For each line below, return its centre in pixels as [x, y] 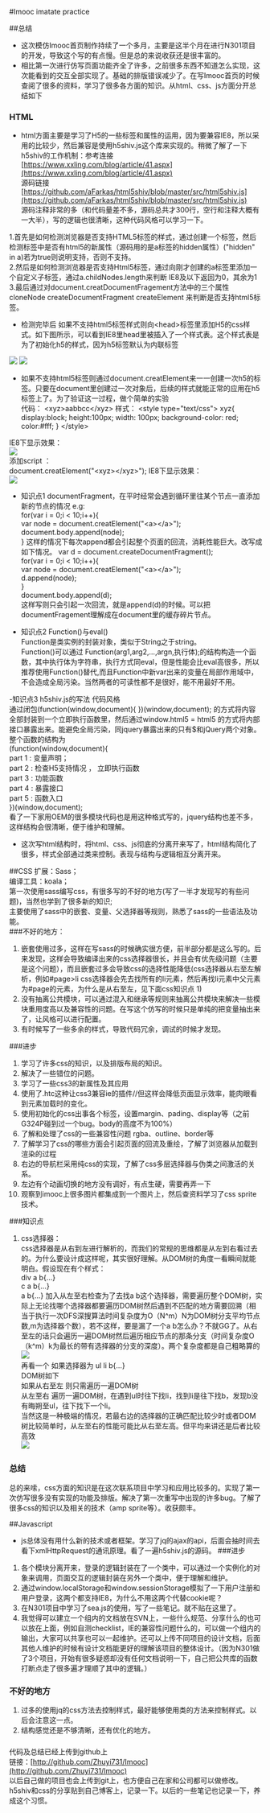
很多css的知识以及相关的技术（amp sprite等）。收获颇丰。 [104, 1507]
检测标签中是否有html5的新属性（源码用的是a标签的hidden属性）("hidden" [132, 247]
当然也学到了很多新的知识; [70, 901]
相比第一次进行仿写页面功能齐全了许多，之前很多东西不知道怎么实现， [137, 65]
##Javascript [31, 1523]
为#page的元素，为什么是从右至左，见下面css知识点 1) [111, 989]
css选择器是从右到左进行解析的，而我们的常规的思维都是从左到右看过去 [139, 1248]
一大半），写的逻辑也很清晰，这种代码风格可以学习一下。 [114, 220]
